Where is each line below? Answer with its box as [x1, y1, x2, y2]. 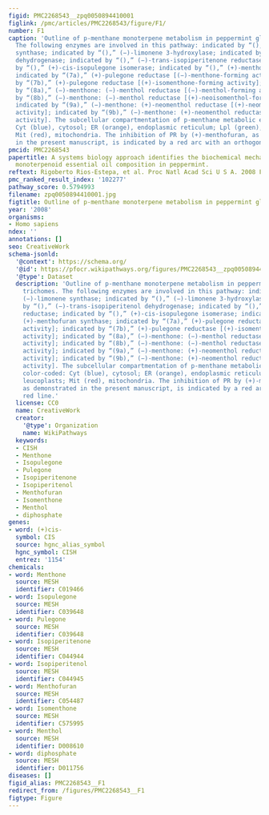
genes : [8, 518, 30, 527]
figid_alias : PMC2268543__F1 [8, 779, 106, 787]
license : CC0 [15, 399, 59, 407]
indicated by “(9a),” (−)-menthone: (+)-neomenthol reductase [15, 101, 227, 109]
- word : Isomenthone [8, 704, 78, 713]
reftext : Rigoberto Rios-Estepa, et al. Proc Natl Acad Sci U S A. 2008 [8, 168, 256, 176]
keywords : [15, 436, 48, 445]
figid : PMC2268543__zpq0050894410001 [8, 11, 134, 20]
